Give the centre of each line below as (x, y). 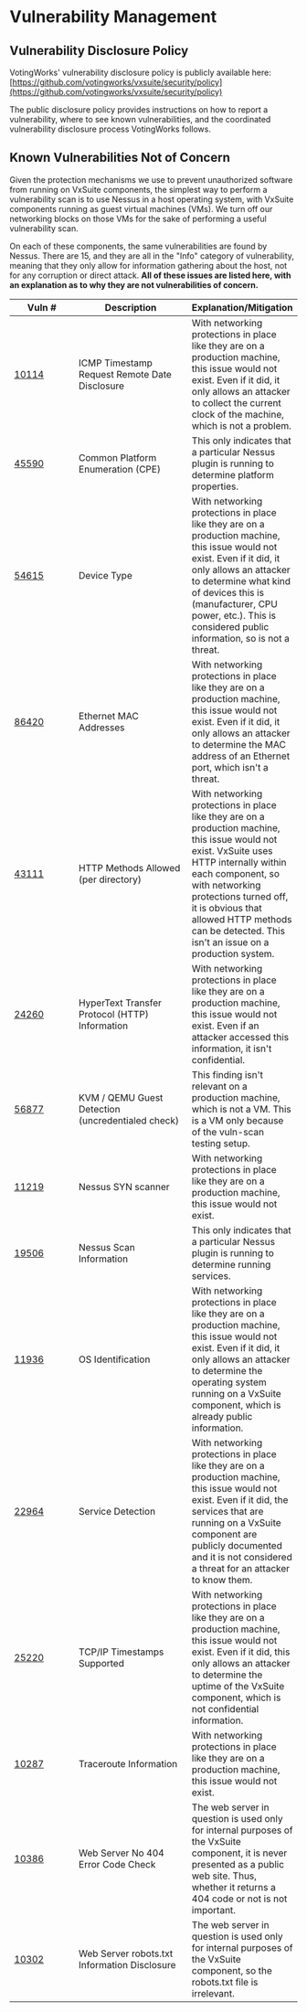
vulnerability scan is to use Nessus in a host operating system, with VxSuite (152, 199)
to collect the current (236, 402)
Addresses (102, 727)
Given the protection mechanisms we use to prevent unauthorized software (151, 179)
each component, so (236, 873)
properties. (215, 486)
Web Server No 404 (122, 1853)
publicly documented (237, 1545)
